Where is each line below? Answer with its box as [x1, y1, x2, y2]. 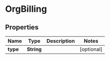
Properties [5, 23, 39, 31]
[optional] [79, 46, 103, 53]
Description [46, 38, 75, 44]
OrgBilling [5, 3, 47, 15]
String [26, 46, 42, 53]
